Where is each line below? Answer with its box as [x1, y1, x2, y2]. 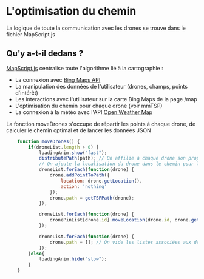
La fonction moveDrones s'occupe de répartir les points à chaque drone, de [6, 120, 196, 127]
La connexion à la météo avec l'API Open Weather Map [15, 108, 153, 116]
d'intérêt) [15, 89, 38, 96]
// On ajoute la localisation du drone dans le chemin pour [38, 161, 194, 167]
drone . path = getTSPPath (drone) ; [49, 195, 135, 201]
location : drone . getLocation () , [60, 178, 143, 184]
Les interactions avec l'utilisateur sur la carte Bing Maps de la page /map [15, 95, 197, 103]
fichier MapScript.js [6, 30, 56, 38]
